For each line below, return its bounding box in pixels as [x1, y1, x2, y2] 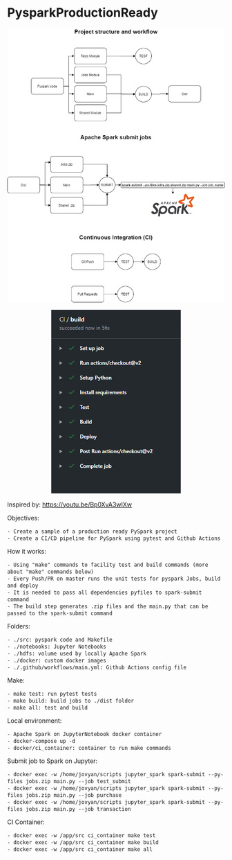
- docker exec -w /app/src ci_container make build [7, 839, 159, 846]
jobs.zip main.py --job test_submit [25, 778, 131, 784]
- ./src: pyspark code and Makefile [7, 636, 113, 643]
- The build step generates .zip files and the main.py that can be [7, 603, 209, 610]
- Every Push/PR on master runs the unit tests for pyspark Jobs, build [7, 575, 221, 582]
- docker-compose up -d [7, 737, 76, 744]
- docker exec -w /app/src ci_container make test [7, 832, 156, 839]
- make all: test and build [7, 704, 88, 711]
